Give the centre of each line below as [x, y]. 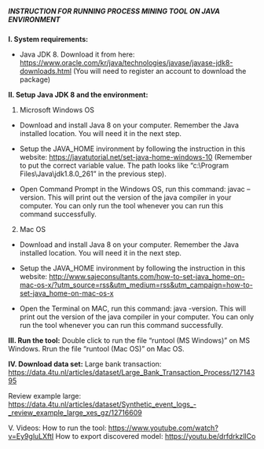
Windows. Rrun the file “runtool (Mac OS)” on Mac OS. [96, 348]
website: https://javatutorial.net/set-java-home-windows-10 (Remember [136, 156]
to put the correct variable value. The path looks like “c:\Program [124, 165]
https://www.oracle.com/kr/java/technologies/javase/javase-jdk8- [126, 62]
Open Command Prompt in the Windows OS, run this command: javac [132, 189]
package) [35, 79]
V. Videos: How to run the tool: [57, 428]
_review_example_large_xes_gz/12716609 [75, 412]
